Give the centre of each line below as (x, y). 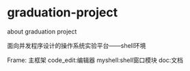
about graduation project (42, 31)
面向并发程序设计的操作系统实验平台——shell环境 (77, 45)
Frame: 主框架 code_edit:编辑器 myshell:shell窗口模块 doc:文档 (95, 60)
